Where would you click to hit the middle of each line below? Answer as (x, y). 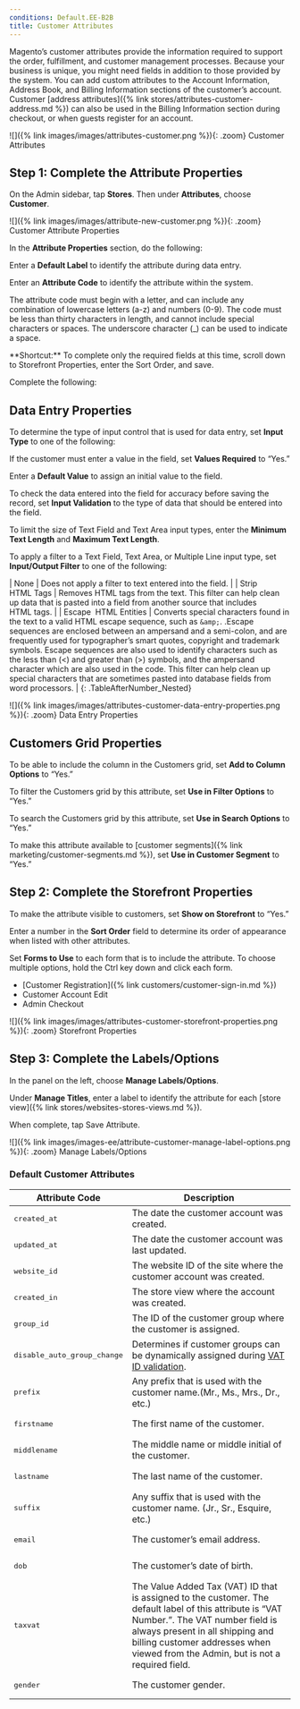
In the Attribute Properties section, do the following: (106, 248)
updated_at (36, 1245)
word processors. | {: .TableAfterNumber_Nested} (100, 688)
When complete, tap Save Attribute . (75, 1125)
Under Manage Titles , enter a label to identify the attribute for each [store (145, 1098)
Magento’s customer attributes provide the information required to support (146, 51)
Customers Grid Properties (86, 743)
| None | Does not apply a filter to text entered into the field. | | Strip (133, 583)
